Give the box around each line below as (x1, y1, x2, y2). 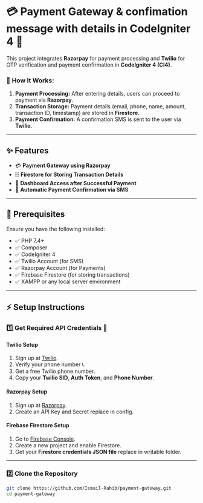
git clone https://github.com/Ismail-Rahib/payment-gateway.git (6, 485, 172, 491)
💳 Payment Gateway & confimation (6, 5, 188, 19)
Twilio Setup (6, 341, 38, 348)
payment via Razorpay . (14, 96, 74, 104)
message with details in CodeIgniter (6, 22, 191, 36)
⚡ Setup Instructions (6, 302, 85, 312)
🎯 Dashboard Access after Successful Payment (14, 180, 137, 187)
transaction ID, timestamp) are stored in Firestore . (14, 110, 140, 117)
